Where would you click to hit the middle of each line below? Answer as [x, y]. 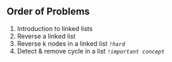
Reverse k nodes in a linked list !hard [71, 43]
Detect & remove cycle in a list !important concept [91, 51]
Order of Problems [48, 12]
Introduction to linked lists [55, 28]
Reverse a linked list [46, 36]
